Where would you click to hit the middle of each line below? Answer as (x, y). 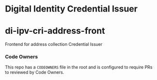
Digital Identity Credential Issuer (71, 9)
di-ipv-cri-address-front (55, 31)
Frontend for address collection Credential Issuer (54, 44)
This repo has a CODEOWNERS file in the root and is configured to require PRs (79, 67)
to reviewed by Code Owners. (35, 72)
